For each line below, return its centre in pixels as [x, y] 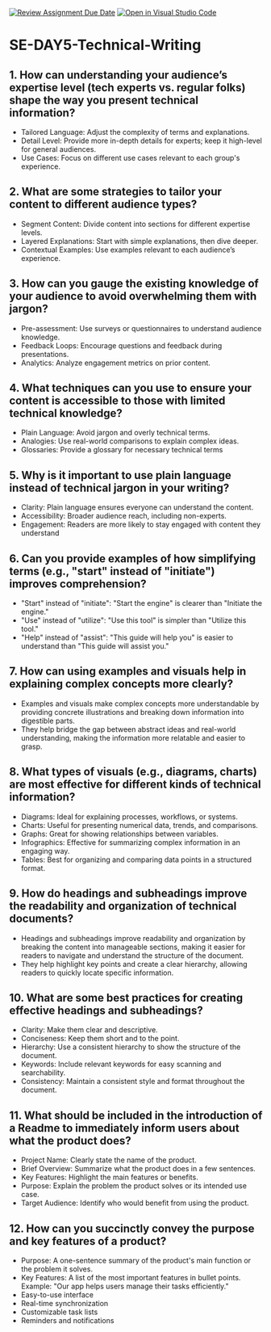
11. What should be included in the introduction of [136, 1115]
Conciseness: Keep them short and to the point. [100, 1039]
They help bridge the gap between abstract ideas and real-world [128, 729]
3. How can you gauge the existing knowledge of [134, 284]
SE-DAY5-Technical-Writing [105, 45]
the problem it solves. [57, 1269]
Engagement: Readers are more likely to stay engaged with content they [141, 524]
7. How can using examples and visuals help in [128, 672]
